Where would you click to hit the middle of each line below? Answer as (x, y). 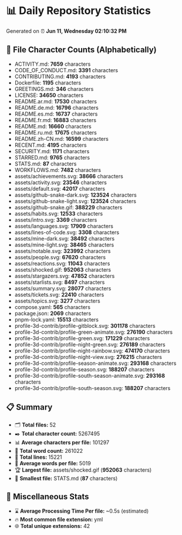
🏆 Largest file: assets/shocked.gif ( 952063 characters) (83, 470)
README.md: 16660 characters (53, 126)
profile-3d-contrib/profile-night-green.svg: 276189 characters (90, 344)
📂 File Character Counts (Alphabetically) (81, 50)
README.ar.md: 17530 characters (55, 101)
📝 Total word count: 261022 (49, 451)
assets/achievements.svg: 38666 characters (69, 176)
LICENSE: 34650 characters (49, 95)
